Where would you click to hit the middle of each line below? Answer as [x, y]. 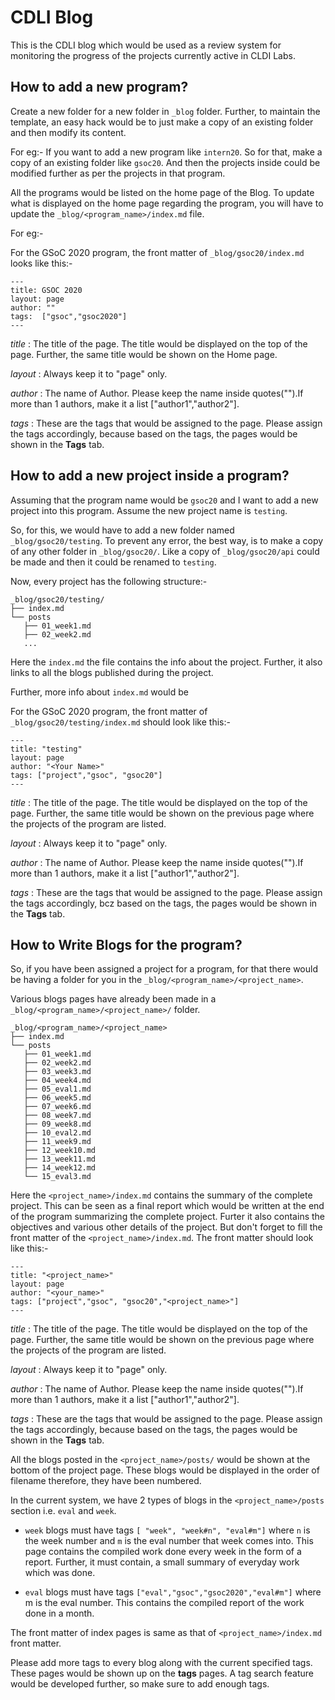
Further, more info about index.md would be [99, 692]
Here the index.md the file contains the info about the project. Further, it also [166, 662]
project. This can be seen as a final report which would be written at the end [167, 1206]
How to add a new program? [99, 87]
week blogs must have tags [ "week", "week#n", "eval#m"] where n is [167, 1530]
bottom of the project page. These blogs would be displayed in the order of [165, 1470]
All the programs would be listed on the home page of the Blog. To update [162, 192]
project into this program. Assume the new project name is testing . [149, 510]
